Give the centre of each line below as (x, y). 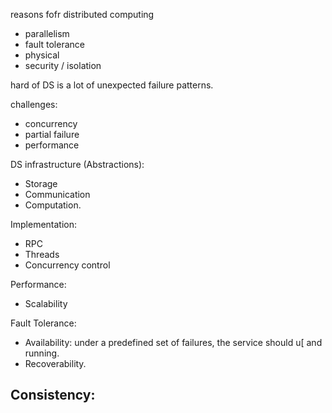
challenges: (34, 104)
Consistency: (53, 395)
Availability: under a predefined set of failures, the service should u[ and (173, 342)
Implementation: (44, 224)
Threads (42, 254)
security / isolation (63, 65)
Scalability (46, 303)
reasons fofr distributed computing (82, 14)
